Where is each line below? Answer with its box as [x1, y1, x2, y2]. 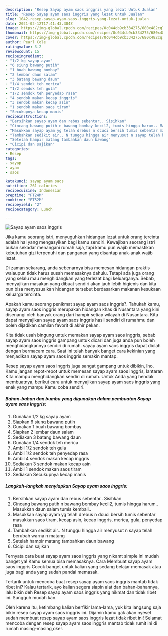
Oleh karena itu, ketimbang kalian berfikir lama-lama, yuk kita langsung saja [5, 604, 161, 610]
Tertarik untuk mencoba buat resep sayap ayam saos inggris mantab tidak [5, 579, 158, 585]
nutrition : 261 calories [5, 183, 57, 189]
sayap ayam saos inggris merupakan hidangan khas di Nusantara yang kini [5, 306, 160, 312]
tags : [5, 156, 17, 161]
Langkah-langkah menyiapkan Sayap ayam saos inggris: [5, 483, 128, 489]
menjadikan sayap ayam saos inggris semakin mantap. [5, 353, 118, 359]
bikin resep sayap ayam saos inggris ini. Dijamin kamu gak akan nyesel [5, 610, 151, 616]
